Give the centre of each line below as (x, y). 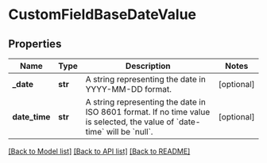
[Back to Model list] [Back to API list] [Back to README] (99, 151)
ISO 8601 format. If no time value (148, 112)
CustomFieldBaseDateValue (103, 15)
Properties (35, 44)
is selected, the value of (130, 122)
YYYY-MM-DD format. (129, 89)
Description (148, 66)
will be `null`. (130, 132)
